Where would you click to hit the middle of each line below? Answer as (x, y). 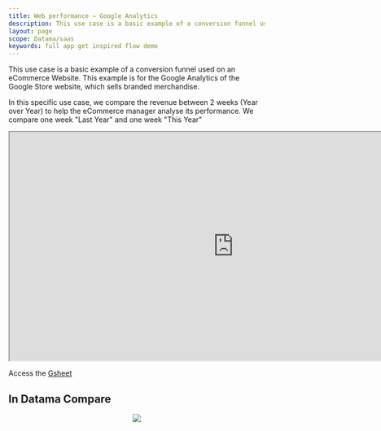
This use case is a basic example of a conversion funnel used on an (122, 69)
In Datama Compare (60, 399)
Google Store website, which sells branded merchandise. (104, 87)
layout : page (31, 31)
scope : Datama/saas (42, 39)
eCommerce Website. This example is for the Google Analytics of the (124, 78)
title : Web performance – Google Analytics (83, 16)
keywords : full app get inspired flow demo (83, 46)
